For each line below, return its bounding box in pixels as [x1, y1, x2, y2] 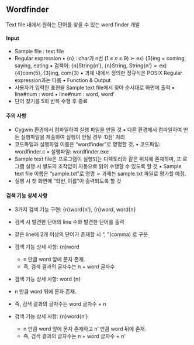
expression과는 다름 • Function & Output [14, 77, 111, 84]
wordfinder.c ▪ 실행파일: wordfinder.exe [14, 148, 109, 155]
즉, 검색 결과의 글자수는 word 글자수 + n [14, 300, 106, 308]
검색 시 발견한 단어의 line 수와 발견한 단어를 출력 [14, 218, 124, 226]
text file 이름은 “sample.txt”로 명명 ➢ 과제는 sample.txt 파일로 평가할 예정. [14, 170, 186, 177]
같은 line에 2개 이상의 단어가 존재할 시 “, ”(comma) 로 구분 [14, 231, 148, 238]
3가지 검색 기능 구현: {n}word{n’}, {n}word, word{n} [14, 206, 136, 213]
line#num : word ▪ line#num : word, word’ [14, 91, 115, 98]
